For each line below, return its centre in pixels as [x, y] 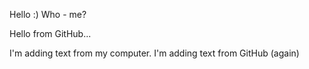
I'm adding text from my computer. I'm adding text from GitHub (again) [154, 53]
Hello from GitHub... [50, 33]
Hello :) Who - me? [48, 14]
